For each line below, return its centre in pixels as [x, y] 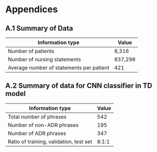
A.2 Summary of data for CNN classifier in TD [79, 86]
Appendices [32, 9]
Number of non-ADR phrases [43, 125]
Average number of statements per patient [59, 68]
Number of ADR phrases [37, 133]
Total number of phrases [37, 117]
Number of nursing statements [45, 59]
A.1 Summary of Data [39, 28]
